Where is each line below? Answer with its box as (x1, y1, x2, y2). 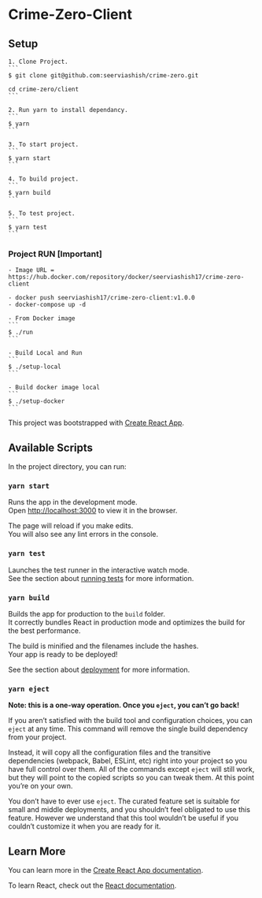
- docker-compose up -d (8, 301, 87, 309)
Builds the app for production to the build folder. (8, 609, 166, 618)
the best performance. (8, 626, 81, 635)
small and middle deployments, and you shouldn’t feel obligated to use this (8, 805, 250, 814)
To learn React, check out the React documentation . (8, 881, 177, 890)
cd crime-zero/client (8, 85, 79, 93)
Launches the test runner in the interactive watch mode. (8, 565, 190, 575)
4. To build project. (8, 175, 79, 183)
